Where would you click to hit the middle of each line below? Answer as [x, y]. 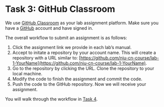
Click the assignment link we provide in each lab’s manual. [72, 47]
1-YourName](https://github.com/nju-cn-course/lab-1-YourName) [79, 63]
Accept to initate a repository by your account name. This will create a [84, 53]
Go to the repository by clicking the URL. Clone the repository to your [83, 68]
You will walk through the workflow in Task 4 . [51, 99]
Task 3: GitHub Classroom [60, 9]
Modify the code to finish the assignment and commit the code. [77, 79]
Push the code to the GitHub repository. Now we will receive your [79, 84]
